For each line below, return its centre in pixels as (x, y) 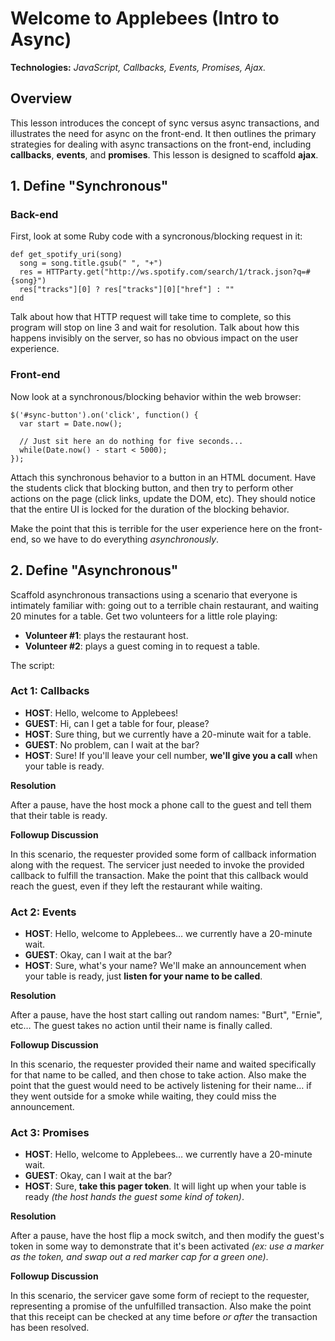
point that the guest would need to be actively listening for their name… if (161, 1086)
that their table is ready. (59, 815)
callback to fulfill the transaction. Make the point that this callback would (159, 875)
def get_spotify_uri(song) (66, 255)
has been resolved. (50, 1328)
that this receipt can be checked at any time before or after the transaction (164, 1317)
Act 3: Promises (50, 1133)
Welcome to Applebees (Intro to (145, 18)
